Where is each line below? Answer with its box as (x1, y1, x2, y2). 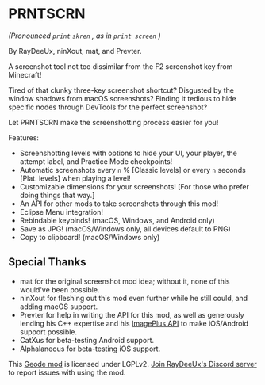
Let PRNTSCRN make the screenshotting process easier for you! (8, 117, 219, 127)
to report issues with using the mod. (8, 368, 126, 377)
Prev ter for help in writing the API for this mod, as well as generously (19, 310, 244, 319)
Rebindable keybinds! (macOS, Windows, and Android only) (19, 215, 216, 225)
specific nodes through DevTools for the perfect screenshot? (8, 102, 208, 112)
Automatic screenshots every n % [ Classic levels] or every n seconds (19, 165, 246, 174)
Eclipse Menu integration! (19, 207, 103, 216)
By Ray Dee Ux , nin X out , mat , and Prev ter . (8, 46, 142, 55)
